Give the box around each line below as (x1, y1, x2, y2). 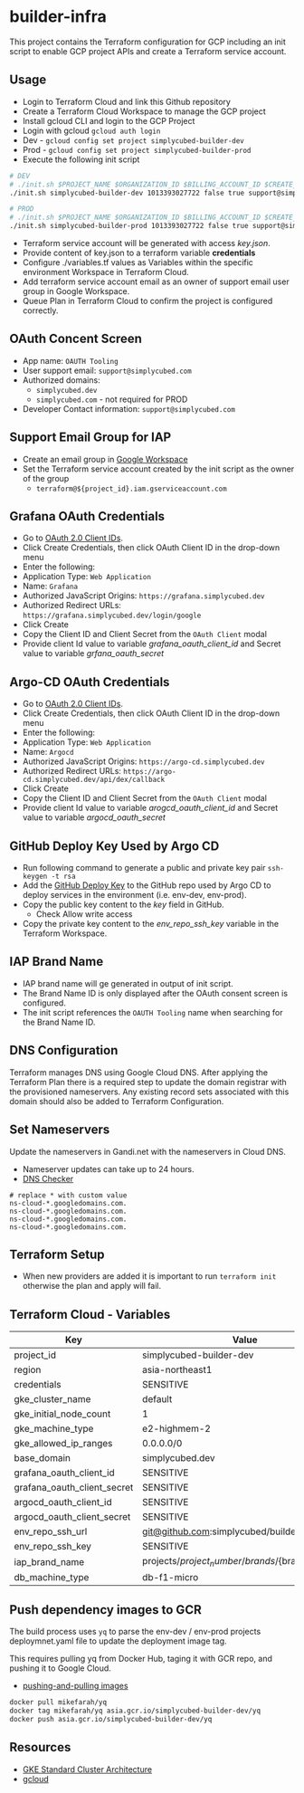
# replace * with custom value (9, 1190, 128, 1200)
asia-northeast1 (141, 1364, 213, 1377)
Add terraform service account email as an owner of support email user (22, 276, 290, 287)
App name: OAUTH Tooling (22, 355, 119, 366)
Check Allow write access (35, 909, 133, 920)
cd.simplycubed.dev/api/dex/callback (22, 776, 166, 785)
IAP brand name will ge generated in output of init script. (22, 978, 233, 988)
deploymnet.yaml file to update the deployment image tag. (9, 1636, 228, 1646)
